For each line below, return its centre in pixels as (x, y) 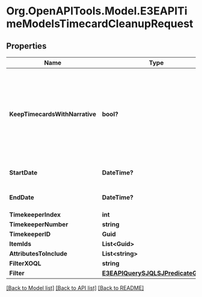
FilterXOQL (25, 263)
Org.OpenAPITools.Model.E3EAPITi (97, 11)
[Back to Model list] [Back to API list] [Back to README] (75, 288)
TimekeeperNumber (39, 224)
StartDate (23, 172)
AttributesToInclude (38, 253)
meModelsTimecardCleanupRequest (100, 24)
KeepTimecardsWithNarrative (53, 114)
